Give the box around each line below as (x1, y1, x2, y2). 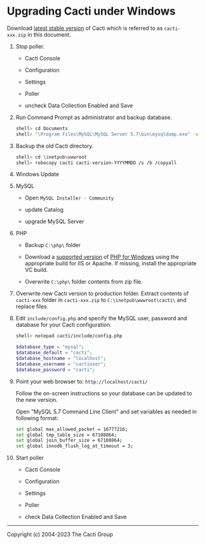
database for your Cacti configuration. (15, 321, 112, 329)
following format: (15, 414, 58, 421)
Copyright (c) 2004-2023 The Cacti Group (7, 531, 113, 538)
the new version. (15, 396, 58, 403)
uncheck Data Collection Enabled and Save (24, 102, 133, 109)
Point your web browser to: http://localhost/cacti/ (15, 378, 148, 385)
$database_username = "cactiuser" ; (15, 361, 106, 367)
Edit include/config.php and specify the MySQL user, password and (15, 315, 187, 322)
